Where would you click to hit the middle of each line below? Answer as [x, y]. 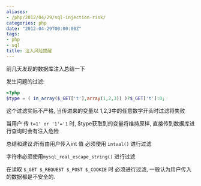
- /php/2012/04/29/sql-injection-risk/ [56, 17]
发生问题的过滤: [25, 81]
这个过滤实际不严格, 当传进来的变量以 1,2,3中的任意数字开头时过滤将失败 [96, 110]
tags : [13, 34]
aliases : [17, 12]
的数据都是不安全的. [31, 176]
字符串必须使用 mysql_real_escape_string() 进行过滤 [71, 156]
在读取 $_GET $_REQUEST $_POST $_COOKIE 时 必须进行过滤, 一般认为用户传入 [99, 169]
